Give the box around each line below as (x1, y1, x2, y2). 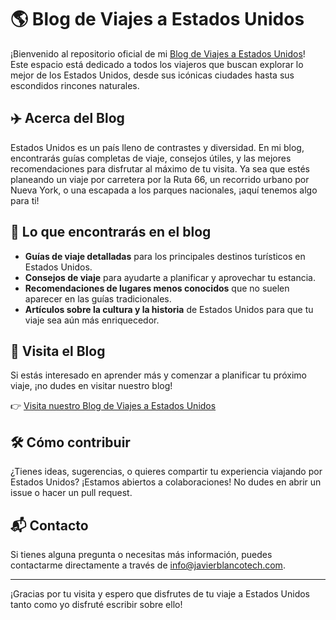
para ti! (10, 194, 40, 206)
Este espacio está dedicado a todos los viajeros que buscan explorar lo (10, 58, 304, 70)
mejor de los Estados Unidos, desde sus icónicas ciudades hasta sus (10, 69, 295, 81)
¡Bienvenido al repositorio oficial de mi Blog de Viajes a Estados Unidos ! (10, 47, 306, 60)
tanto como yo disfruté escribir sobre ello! (10, 599, 183, 610)
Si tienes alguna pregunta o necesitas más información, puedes (10, 549, 273, 560)
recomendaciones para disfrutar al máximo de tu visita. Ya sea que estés (10, 162, 310, 175)
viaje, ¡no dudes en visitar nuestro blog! (10, 380, 173, 392)
